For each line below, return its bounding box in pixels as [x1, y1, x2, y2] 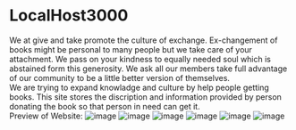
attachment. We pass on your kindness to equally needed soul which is [9, 53, 271, 64]
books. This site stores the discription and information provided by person [9, 91, 282, 102]
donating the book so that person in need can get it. [9, 101, 200, 111]
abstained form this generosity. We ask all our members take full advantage [9, 63, 288, 74]
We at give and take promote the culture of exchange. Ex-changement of [9, 35, 278, 45]
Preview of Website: [9, 110, 83, 121]
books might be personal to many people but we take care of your [9, 44, 253, 54]
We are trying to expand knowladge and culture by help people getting [9, 82, 270, 93]
